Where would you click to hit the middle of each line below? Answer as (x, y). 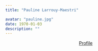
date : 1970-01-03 (24, 24)
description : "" (22, 29)
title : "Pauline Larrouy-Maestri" (42, 10)
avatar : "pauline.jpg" (29, 19)
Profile (86, 43)
